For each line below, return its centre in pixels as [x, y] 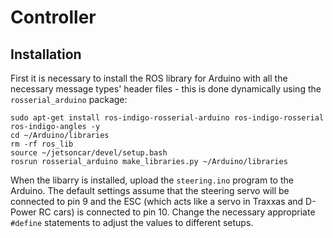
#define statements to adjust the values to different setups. [132, 222]
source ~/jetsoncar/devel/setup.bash [89, 153]
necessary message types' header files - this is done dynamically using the [166, 89]
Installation [46, 54]
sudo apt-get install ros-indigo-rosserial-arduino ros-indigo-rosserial [167, 118]
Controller [53, 17]
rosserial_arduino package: [69, 99]
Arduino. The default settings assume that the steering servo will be [150, 190]
